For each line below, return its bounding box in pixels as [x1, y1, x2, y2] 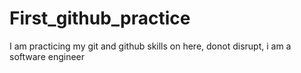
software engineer [9, 50, 86, 62]
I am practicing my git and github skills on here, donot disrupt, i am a [9, 40, 292, 52]
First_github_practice [9, 7, 191, 30]
